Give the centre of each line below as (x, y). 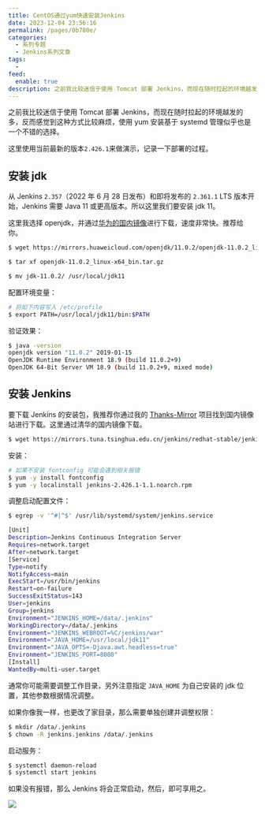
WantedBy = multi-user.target (54, 669)
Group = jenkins (32, 611)
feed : (17, 74)
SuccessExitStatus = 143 (45, 596)
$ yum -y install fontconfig (56, 478)
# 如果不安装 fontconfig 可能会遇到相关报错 (74, 470)
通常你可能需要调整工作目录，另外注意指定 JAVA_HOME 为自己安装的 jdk (121, 685)
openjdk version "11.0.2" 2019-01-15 (70, 353)
